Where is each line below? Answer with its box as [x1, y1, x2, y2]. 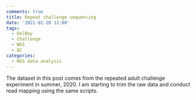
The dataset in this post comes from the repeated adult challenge [6, 75, 165, 82]
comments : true [6, 8, 44, 15]
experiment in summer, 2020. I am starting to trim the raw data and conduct [6, 80, 191, 88]
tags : [6, 25, 19, 31]
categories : [6, 53, 35, 59]
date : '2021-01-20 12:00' [6, 20, 70, 25]
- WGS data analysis [11, 58, 62, 64]
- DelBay [11, 31, 33, 37]
